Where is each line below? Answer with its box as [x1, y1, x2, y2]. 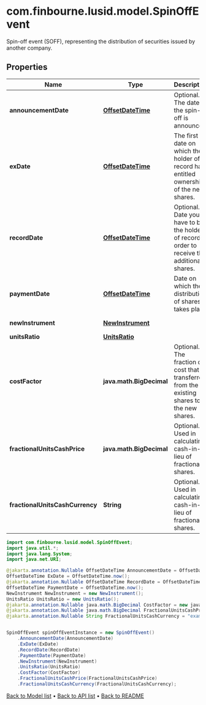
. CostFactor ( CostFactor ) [17, 669, 81, 676]
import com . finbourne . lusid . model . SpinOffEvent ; [6, 539, 133, 545]
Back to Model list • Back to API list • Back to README [6, 692, 144, 699]
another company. [6, 44, 53, 52]
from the [174, 381, 199, 389]
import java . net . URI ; [6, 556, 62, 563]
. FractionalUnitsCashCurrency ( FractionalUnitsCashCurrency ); [17, 681, 177, 687]
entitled [174, 169, 196, 178]
